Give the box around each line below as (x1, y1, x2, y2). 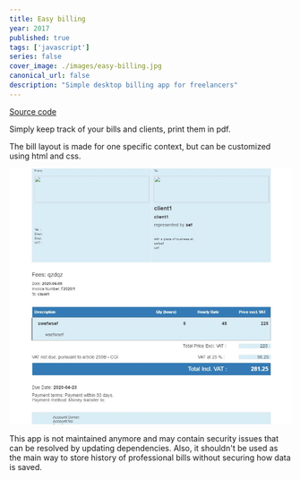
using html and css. (9, 150, 81, 161)
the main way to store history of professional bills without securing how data (9, 452, 291, 463)
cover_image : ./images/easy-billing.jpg (9, 62, 163, 71)
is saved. (9, 462, 43, 473)
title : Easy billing (9, 14, 87, 23)
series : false (9, 52, 63, 62)
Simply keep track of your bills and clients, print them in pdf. (9, 124, 231, 134)
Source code (9, 106, 56, 116)
